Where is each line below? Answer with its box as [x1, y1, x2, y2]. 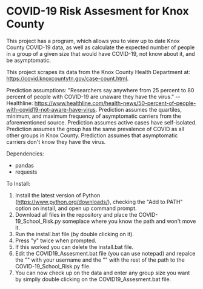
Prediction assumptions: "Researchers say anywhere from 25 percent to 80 [6, 86, 195, 93]
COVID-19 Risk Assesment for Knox [6, 4, 189, 18]
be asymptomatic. [6, 56, 52, 64]
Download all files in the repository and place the [15, 211, 138, 218]
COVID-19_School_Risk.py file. [15, 262, 91, 270]
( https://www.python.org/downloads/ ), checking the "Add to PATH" [15, 198, 183, 205]
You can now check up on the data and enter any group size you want [15, 269, 190, 276]
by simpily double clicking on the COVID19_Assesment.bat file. [15, 275, 171, 283]
